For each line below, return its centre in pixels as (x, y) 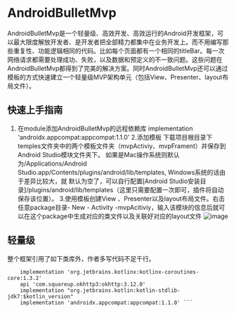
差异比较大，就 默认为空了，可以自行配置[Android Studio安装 (112, 181)
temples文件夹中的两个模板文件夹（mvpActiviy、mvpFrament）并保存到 (122, 146)
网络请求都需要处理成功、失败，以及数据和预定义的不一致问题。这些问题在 (115, 59)
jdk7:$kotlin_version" (40, 296)
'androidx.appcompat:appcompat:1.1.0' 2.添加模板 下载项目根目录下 (115, 137)
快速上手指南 (35, 110)
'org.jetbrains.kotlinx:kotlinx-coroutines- (133, 272)
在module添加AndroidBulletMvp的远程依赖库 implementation (105, 128)
